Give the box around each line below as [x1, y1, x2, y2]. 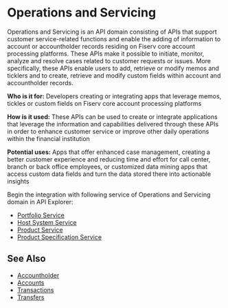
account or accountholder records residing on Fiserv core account [7, 42, 196, 50]
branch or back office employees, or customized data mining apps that [7, 162, 208, 170]
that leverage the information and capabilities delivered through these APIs [7, 120, 219, 128]
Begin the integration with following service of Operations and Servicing [7, 190, 211, 199]
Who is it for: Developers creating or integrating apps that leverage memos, [7, 91, 222, 100]
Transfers [16, 293, 45, 301]
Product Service [16, 225, 63, 234]
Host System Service [16, 218, 77, 226]
